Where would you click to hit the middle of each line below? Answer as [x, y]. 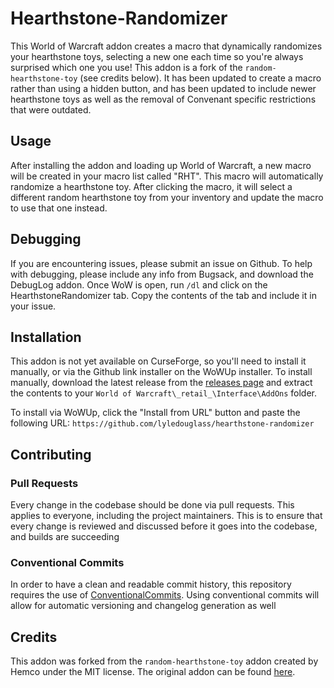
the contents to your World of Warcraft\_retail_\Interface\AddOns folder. [164, 393]
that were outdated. [51, 109]
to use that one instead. [59, 208]
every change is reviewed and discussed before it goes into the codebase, [164, 526]
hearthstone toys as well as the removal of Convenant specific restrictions [163, 99]
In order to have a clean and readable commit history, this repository [151, 584]
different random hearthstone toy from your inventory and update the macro [167, 197]
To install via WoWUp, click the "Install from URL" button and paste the [155, 413]
